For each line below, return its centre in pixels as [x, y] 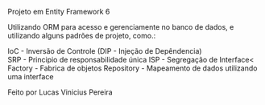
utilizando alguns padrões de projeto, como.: [82, 36]
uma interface [31, 77]
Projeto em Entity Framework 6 [59, 12]
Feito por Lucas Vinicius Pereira [60, 92]
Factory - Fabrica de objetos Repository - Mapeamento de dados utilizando [132, 68]
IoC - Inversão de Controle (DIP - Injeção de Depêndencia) [105, 51]
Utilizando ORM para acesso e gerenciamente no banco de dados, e [121, 27]
